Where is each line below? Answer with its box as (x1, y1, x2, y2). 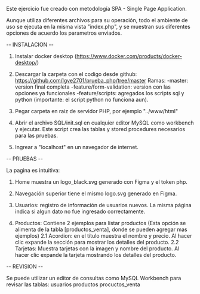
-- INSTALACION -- (6, 41, 54, 48)
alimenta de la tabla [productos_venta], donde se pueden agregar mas (14, 226, 187, 233)
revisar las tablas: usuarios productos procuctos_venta (6, 281, 140, 288)
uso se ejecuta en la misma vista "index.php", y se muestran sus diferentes (6, 23, 191, 30)
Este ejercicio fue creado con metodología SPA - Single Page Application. (6, 5, 187, 12)
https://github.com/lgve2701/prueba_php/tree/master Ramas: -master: (14, 77, 188, 84)
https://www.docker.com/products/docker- (76, 53, 183, 59)
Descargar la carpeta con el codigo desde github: (14, 71, 137, 77)
